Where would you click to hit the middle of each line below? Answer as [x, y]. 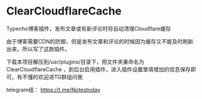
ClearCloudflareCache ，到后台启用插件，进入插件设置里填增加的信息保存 [99, 69]
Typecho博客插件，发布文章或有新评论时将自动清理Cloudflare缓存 [89, 28]
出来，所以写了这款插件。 [38, 49]
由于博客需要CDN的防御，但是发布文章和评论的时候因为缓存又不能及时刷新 [100, 41]
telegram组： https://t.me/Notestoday [53, 89]
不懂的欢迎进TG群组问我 [52, 77]
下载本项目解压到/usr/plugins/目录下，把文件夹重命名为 [75, 62]
